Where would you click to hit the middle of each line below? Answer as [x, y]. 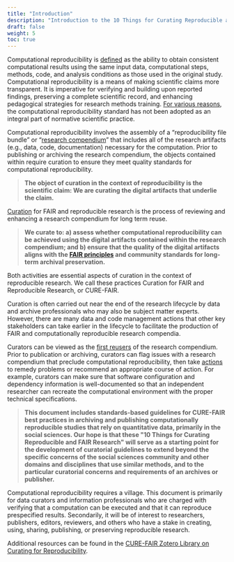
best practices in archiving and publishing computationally [111, 420]
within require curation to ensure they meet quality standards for [100, 162]
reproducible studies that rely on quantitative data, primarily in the [123, 427]
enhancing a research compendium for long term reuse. [87, 219]
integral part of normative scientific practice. [71, 119]
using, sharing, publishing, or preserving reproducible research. [99, 530]
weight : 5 [22, 33]
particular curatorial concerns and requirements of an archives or [121, 472]
